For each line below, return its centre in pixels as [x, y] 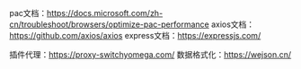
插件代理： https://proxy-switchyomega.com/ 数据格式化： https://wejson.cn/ [150, 55]
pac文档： [28, 13]
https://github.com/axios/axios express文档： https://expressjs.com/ [135, 35]
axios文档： [233, 24]
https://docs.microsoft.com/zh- [105, 13]
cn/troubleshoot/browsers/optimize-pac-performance [109, 24]
